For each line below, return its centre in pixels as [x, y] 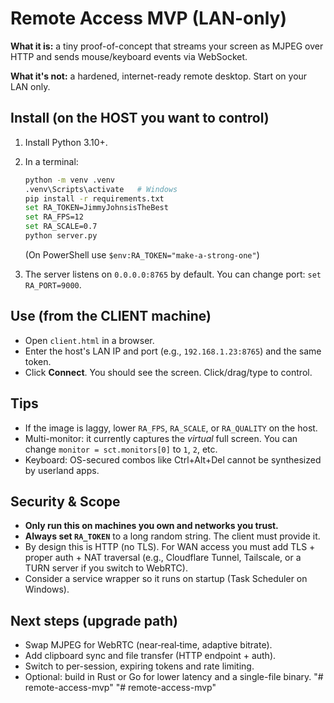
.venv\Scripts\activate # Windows [101, 189]
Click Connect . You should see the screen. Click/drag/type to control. [168, 372]
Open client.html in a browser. [89, 340]
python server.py [61, 236]
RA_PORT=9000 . [53, 284]
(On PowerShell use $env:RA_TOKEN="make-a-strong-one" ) [142, 254]
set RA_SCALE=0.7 [61, 227]
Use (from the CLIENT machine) [111, 316]
